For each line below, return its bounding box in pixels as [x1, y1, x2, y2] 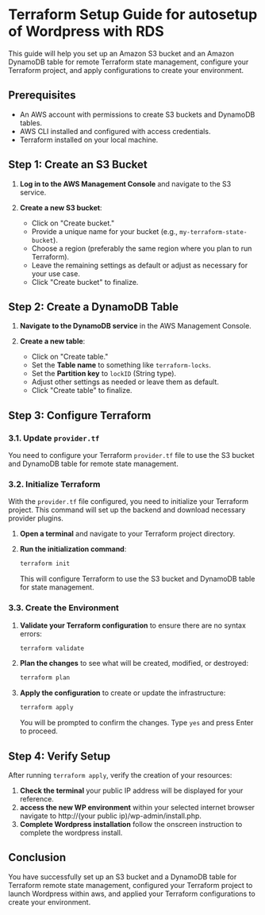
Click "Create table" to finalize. [31, 386, 132, 395]
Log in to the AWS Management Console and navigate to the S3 [19, 179, 232, 188]
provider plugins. [8, 513, 63, 523]
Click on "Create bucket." [31, 218, 115, 228]
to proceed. [19, 726, 58, 736]
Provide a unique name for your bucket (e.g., [31, 226, 179, 236]
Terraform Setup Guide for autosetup [8, 6, 258, 24]
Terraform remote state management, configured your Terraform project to [8, 880, 253, 890]
